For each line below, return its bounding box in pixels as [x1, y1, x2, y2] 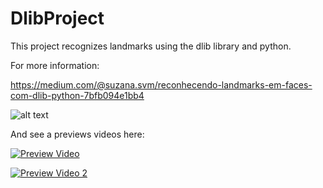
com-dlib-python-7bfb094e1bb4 [10, 89, 145, 101]
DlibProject [10, 7, 105, 30]
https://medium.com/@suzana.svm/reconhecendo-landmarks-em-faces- [10, 78, 313, 91]
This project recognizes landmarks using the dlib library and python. [10, 40, 292, 52]
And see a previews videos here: [10, 128, 145, 140]
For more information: [10, 59, 100, 71]
